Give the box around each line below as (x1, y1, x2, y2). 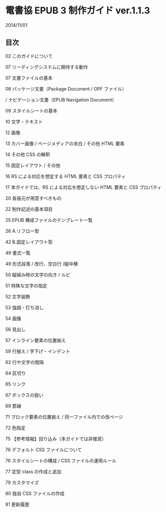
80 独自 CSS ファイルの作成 (5, 490, 65, 497)
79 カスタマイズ (5, 479, 39, 485)
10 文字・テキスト (5, 118, 43, 125)
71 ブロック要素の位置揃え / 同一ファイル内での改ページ (5, 414, 123, 420)
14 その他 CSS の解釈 (5, 151, 50, 157)
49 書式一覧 (5, 250, 31, 256)
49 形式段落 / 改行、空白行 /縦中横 (5, 260, 78, 267)
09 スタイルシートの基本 (5, 108, 58, 114)
